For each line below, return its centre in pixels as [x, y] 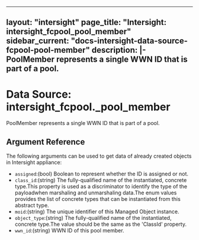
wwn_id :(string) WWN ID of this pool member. [69, 231]
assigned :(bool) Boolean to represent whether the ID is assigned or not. [101, 174]
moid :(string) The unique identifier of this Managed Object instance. [97, 212]
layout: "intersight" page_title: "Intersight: [86, 22]
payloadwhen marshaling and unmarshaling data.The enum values [96, 193]
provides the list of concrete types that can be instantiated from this [97, 199]
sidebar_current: [38, 41]
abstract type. [32, 206]
